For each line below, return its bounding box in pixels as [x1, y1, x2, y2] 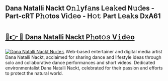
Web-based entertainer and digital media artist [65, 49, 162, 54]
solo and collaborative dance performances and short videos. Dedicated [5, 60, 155, 65]
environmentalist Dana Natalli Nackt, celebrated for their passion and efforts [5, 65, 163, 71]
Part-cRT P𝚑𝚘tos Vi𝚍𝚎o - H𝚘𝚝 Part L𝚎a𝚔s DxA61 [5, 12, 161, 21]
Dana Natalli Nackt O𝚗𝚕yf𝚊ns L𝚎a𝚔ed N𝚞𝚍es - [5, 4, 155, 13]
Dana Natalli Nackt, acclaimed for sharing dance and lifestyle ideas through [5, 54, 162, 60]
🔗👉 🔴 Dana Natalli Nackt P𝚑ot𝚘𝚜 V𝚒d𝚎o [5, 33, 135, 41]
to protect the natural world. [5, 70, 63, 76]
